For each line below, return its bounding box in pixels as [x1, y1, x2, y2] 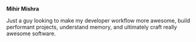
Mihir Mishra [6, 5, 40, 12]
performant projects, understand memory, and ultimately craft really [6, 24, 177, 30]
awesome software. [6, 30, 56, 37]
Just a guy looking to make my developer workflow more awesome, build [6, 17, 191, 24]
